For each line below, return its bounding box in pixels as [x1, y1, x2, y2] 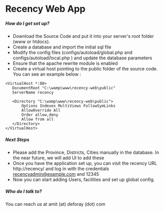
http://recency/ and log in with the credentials [12, 166, 109, 172]
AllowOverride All [21, 108, 60, 113]
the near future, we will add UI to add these [12, 155, 105, 161]
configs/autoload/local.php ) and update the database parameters [12, 55, 152, 61]
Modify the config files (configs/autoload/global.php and [12, 50, 132, 56]
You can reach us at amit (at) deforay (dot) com [5, 201, 106, 207]
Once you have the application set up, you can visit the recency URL [12, 160, 157, 167]
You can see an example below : [12, 71, 81, 77]
